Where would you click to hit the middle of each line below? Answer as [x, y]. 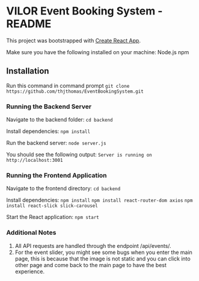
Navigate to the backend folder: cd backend [60, 120]
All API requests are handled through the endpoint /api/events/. [93, 245]
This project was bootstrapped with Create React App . [74, 40]
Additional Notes [31, 233]
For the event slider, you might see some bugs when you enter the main [103, 252]
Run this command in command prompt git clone [68, 85]
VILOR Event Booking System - [84, 11]
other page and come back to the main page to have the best [91, 265]
